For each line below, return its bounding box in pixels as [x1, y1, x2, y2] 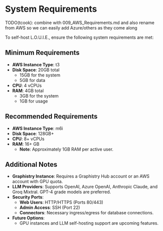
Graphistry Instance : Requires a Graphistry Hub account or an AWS [12, 173, 150, 180]
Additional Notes [5, 160, 58, 169]
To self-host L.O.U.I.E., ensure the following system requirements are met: [5, 34, 154, 40]
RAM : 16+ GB [12, 141, 40, 147]
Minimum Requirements [5, 49, 80, 57]
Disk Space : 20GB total [12, 67, 60, 73]
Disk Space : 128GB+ [12, 130, 54, 136]
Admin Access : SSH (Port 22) [19, 205, 80, 210]
